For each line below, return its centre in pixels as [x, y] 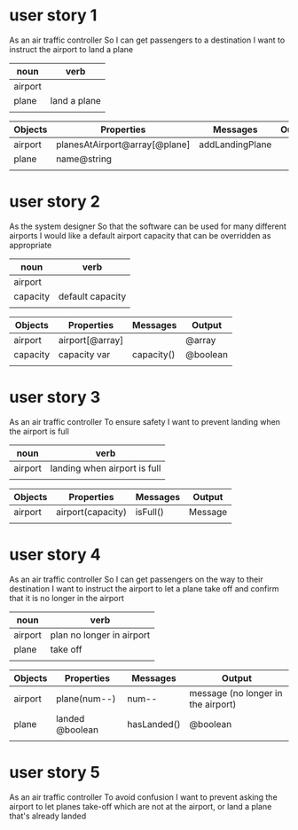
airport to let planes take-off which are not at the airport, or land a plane [141, 806]
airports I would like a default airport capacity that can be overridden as [140, 235]
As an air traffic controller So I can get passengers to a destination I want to [147, 40]
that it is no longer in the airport [67, 598]
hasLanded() [154, 724]
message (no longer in [236, 693]
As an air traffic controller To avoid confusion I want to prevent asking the [143, 797]
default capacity [92, 296]
